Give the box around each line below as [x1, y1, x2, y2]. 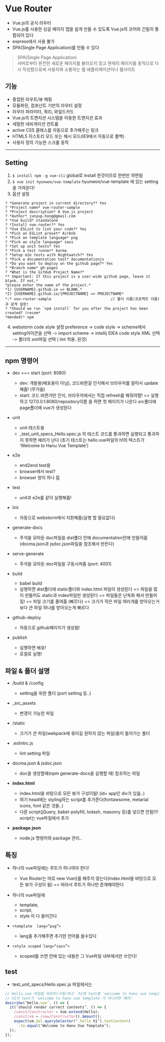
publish [12, 634, 27, 641]
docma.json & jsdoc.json [12, 760, 62, 766]
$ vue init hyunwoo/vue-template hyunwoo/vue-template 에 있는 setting [12, 178, 159, 184]
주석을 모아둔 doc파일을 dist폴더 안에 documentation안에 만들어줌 [19, 535, 148, 541]
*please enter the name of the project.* [5, 282, 91, 287]
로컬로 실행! [19, 651, 42, 657]
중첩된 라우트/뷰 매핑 [12, 96, 53, 102]
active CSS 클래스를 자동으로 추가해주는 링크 [12, 127, 99, 133]
